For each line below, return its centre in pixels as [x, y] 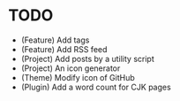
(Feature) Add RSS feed [64, 49]
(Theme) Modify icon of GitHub [78, 77]
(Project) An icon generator [71, 68]
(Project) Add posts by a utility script [88, 58]
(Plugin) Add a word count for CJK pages [96, 87]
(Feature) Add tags [55, 40]
